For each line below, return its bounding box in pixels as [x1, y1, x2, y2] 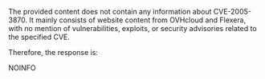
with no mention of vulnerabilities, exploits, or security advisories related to [8, 24, 257, 33]
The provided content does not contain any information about [8, 7, 212, 16]
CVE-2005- [213, 7, 251, 16]
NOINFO [8, 63, 36, 73]
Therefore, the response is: [8, 48, 99, 57]
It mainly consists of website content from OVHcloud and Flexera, [29, 15, 247, 25]
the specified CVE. [8, 32, 71, 41]
